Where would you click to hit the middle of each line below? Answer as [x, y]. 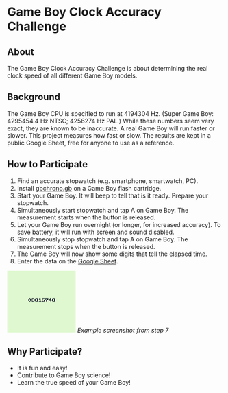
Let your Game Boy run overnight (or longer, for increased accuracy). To [119, 224]
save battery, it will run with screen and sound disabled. [96, 232]
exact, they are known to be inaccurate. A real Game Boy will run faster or [111, 128]
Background [34, 97]
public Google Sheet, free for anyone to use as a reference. [91, 143]
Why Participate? [45, 352]
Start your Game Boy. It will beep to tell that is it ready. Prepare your [113, 195]
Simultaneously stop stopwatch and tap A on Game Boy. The [102, 239]
